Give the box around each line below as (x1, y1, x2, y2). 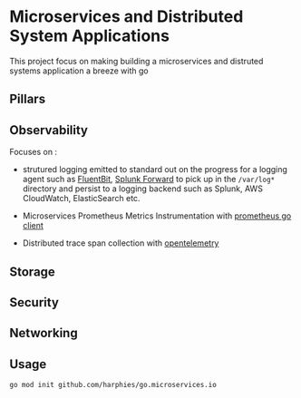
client (22, 220, 44, 231)
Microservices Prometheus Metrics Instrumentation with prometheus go (22, 210, 292, 221)
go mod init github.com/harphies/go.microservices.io (9, 381, 218, 390)
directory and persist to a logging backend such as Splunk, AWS (22, 183, 263, 194)
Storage (9, 264, 56, 279)
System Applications (9, 25, 170, 46)
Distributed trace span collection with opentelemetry (22, 238, 219, 248)
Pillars (9, 92, 46, 107)
